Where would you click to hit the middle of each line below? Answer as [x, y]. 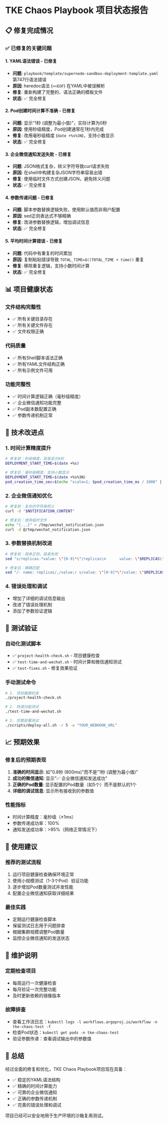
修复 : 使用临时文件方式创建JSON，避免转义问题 [61, 179]
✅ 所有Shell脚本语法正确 [37, 358]
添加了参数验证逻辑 [32, 610]
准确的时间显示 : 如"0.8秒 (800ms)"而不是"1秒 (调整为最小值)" [75, 772]
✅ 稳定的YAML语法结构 [36, 1080]
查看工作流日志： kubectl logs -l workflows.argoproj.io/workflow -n [85, 1022]
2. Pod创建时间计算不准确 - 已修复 [40, 111]
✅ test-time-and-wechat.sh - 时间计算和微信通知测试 [67, 662]
